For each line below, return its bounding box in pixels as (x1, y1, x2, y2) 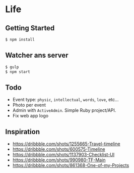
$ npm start (5, 69, 30, 74)
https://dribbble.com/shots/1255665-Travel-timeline (12, 141, 120, 147)
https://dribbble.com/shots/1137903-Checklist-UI (12, 152, 115, 158)
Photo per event (12, 102, 46, 108)
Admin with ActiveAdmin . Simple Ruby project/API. (12, 107, 116, 113)
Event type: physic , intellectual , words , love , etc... (12, 97, 119, 103)
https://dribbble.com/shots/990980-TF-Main (12, 157, 106, 163)
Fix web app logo (12, 113, 49, 119)
